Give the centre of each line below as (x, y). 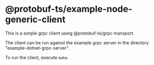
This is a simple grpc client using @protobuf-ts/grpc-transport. (70, 33)
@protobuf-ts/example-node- (69, 9)
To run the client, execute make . (37, 57)
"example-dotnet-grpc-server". (37, 48)
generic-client (35, 19)
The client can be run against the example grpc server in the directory (77, 42)
